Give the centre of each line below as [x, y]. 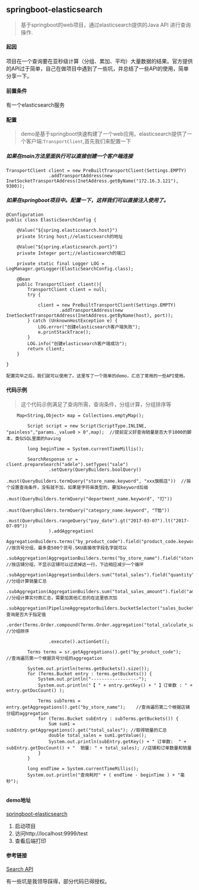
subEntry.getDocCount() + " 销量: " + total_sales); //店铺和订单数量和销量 [99, 748]
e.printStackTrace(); [65, 332]
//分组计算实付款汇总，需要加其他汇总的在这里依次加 [62, 598]
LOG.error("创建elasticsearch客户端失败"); [89, 327]
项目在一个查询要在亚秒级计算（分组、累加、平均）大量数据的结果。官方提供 [99, 61]
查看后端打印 [30, 841]
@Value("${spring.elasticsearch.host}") [67, 231]
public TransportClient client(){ [59, 285]
